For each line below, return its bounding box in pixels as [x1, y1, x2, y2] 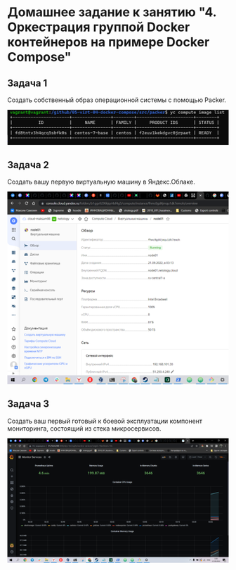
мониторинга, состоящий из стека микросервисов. [7, 424, 162, 433]
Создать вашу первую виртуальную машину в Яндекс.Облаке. [7, 177, 195, 186]
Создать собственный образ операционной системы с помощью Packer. [7, 96, 227, 104]
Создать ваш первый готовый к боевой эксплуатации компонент [7, 417, 202, 425]
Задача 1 [7, 77, 48, 89]
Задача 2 [7, 159, 49, 171]
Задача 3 [7, 398, 50, 410]
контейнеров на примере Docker [7, 34, 210, 50]
